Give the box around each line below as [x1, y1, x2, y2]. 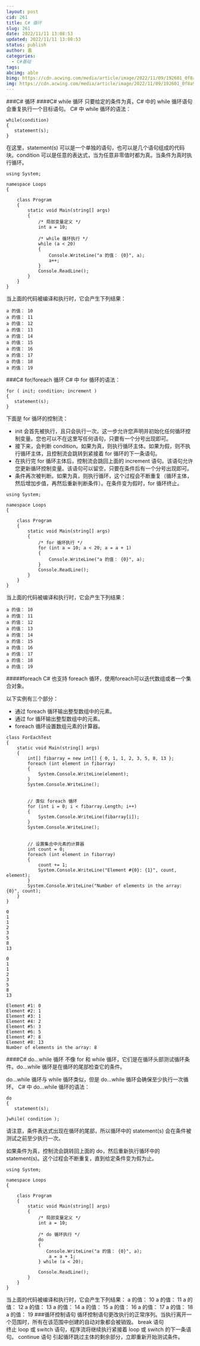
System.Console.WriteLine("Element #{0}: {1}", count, [37, 867, 177, 873]
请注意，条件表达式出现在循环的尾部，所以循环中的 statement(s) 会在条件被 [6, 1127, 192, 1134]
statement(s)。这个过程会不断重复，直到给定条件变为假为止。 [6, 1155, 158, 1162]
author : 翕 [6, 48, 33, 54]
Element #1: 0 [6, 1003, 42, 1009]
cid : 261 [6, 14, 28, 20]
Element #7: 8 [6, 1034, 42, 1040]
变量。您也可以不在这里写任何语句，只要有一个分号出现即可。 [20, 435, 171, 442]
